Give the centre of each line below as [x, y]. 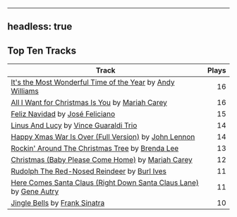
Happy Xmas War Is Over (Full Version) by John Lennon [103, 137]
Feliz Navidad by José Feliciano [63, 114]
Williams [25, 91]
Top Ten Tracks [42, 50]
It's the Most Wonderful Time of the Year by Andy [93, 82]
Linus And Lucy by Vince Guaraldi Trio [74, 125]
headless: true [40, 26]
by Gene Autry [35, 192]
